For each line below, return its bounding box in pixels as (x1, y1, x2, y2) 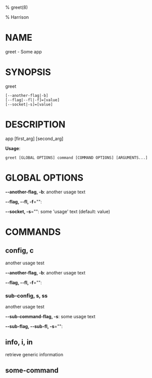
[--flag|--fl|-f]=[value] (5, 97, 60, 102)
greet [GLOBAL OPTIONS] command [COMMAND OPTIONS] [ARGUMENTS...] (5, 155, 148, 160)
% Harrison (5, 14, 29, 20)
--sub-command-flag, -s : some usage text (5, 314, 96, 320)
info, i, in (5, 338, 33, 347)
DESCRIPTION (5, 119, 66, 130)
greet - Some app (5, 48, 42, 55)
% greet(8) (5, 5, 28, 10)
